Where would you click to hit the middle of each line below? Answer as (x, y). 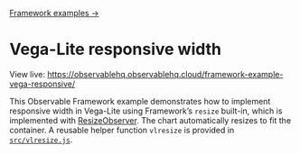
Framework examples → (54, 13)
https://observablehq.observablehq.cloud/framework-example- (165, 74)
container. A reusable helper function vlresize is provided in (122, 130)
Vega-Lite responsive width (116, 50)
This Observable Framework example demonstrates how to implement (140, 101)
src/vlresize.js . (41, 140)
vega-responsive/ (42, 84)
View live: (27, 74)
